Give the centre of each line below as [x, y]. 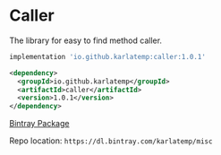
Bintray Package [39, 124]
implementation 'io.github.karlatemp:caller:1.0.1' [107, 56]
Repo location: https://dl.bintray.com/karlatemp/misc [111, 141]
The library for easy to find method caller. [86, 40]
